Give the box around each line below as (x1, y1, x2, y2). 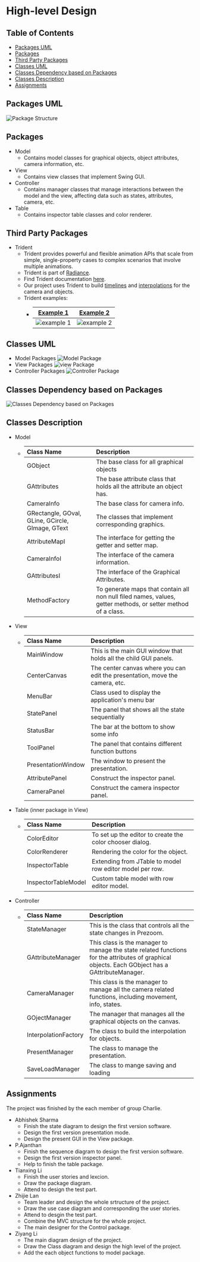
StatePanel (26, 709, 58, 717)
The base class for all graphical (96, 457, 183, 466)
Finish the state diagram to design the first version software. (23, 1122, 171, 1129)
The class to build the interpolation (89, 1027, 186, 1035)
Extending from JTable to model (92, 857, 182, 866)
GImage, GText (26, 524, 68, 532)
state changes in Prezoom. (89, 929, 164, 937)
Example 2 (79, 308, 110, 317)
